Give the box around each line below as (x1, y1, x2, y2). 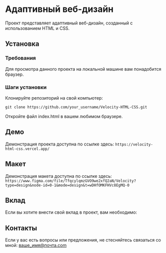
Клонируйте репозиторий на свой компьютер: (5, 95, 103, 101)
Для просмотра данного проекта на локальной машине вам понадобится (5, 66, 162, 72)
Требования (5, 55, 36, 62)
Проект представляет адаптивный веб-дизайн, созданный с (5, 20, 133, 26)
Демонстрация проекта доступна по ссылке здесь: (5, 141, 114, 147)
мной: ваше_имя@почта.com (5, 243, 67, 249)
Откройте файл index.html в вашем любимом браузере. (5, 113, 123, 119)
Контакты (5, 224, 37, 232)
